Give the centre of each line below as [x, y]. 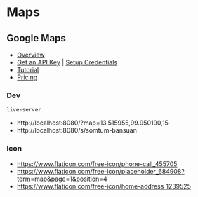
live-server [24, 110]
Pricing [27, 77]
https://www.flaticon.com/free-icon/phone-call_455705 [97, 164]
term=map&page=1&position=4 [62, 179]
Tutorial [28, 70]
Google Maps [36, 38]
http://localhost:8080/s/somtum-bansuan [77, 130]
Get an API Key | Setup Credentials [67, 62]
